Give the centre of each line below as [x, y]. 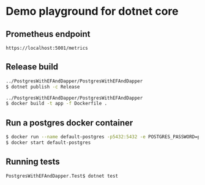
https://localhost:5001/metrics [47, 48]
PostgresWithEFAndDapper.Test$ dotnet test [62, 176]
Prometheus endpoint [48, 34]
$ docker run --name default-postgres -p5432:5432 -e [76, 137]
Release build [32, 67]
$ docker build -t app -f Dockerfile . [57, 104]
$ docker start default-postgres [48, 143]
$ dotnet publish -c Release [43, 87]
